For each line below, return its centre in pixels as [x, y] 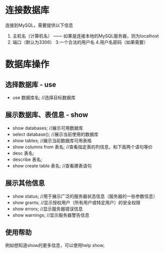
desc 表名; [23, 153]
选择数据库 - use [31, 84]
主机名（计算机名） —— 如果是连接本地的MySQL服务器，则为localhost [86, 36]
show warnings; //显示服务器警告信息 [51, 215]
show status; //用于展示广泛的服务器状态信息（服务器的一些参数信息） [85, 196]
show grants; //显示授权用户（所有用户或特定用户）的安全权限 [76, 202]
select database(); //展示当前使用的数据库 [55, 134]
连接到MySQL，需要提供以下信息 [39, 25]
